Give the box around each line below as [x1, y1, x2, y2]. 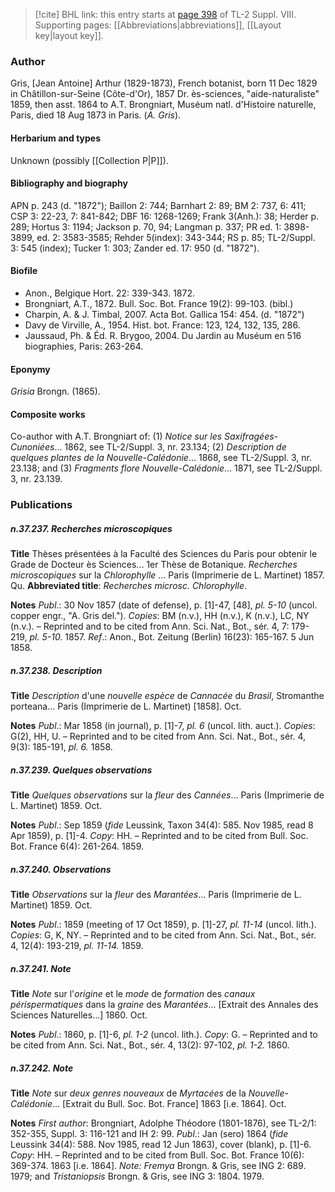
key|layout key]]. [34, 30, 104, 41]
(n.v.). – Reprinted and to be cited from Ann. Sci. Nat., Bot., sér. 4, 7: [10, 620, 290, 633]
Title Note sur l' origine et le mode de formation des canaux [10, 988, 256, 1000]
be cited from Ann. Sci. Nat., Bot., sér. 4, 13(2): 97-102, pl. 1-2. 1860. [10, 1039, 290, 1051]
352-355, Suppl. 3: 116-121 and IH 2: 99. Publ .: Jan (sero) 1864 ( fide [10, 1128, 289, 1140]
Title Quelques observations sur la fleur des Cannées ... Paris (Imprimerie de [10, 789, 325, 801]
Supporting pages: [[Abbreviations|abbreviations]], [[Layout [34, 19, 282, 31]
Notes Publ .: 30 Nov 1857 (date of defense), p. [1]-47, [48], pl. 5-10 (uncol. [10, 599, 318, 611]
